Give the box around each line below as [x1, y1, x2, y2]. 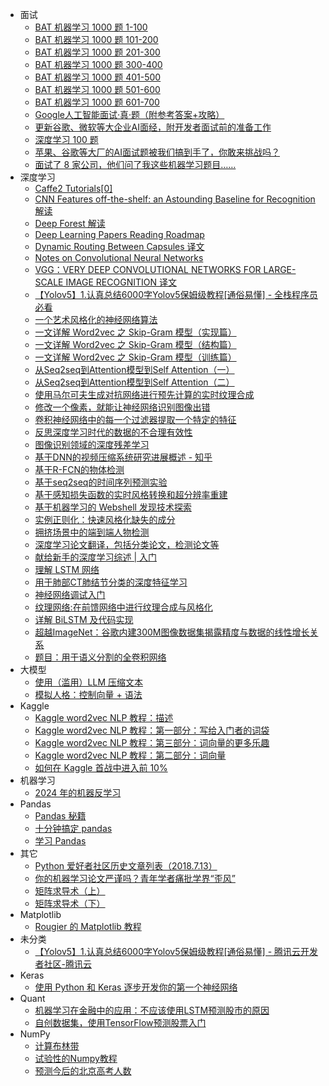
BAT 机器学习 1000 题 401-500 [34, 71, 162, 83]
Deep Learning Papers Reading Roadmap [34, 229, 205, 240]
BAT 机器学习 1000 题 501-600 [34, 84, 161, 95]
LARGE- [263, 264, 297, 275]
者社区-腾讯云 [34, 958, 93, 970]
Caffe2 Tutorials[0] [34, 183, 113, 194]
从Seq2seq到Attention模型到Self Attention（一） [34, 364, 235, 375]
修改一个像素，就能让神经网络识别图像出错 [34, 401, 211, 413]
